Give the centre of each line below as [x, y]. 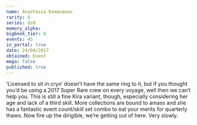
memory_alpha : [24, 28]
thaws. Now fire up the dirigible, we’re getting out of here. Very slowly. [92, 115]
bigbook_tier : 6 [26, 34]
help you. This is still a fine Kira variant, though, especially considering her [97, 96]
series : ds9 [21, 23]
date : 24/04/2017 [28, 51]
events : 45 [20, 39]
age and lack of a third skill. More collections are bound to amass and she [96, 103]
